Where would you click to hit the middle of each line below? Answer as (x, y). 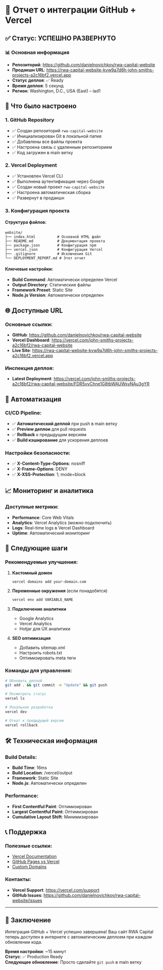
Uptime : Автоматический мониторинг (51, 533)
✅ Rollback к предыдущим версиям (49, 434)
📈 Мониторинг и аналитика (49, 491)
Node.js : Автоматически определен (49, 783)
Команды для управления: (39, 670)
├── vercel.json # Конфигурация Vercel (54, 249)
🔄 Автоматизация (33, 399)
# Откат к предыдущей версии (34, 721)
